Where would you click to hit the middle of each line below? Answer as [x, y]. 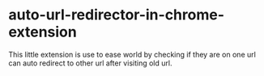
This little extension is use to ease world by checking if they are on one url [132, 54]
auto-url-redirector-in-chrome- [117, 15]
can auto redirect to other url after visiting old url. [90, 63]
